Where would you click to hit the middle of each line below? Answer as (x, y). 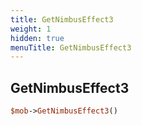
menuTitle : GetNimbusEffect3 (71, 47)
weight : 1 (31, 29)
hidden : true (37, 38)
